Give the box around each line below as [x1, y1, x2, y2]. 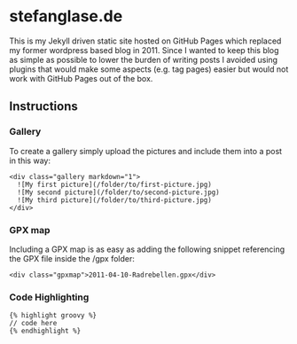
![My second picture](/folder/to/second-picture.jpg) [17, 188, 220, 197]
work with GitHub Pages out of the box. [9, 73, 153, 83]
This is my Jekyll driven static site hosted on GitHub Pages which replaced [9, 35, 282, 46]
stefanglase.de [9, 6, 123, 27]
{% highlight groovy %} [9, 311, 98, 320]
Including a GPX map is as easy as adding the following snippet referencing [9, 244, 285, 254]
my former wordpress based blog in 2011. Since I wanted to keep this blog [9, 44, 279, 55]
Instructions [9, 99, 78, 114]
